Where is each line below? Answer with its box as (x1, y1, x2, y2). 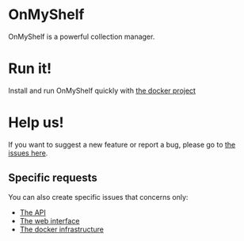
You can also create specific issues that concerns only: (8, 192, 189, 201)
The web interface (19, 216, 80, 225)
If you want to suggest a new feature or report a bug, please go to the (8, 140, 236, 149)
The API (19, 208, 46, 217)
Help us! (8, 113, 65, 132)
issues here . (8, 148, 48, 158)
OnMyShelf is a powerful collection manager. (8, 32, 155, 41)
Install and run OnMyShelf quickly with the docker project (8, 86, 196, 95)
